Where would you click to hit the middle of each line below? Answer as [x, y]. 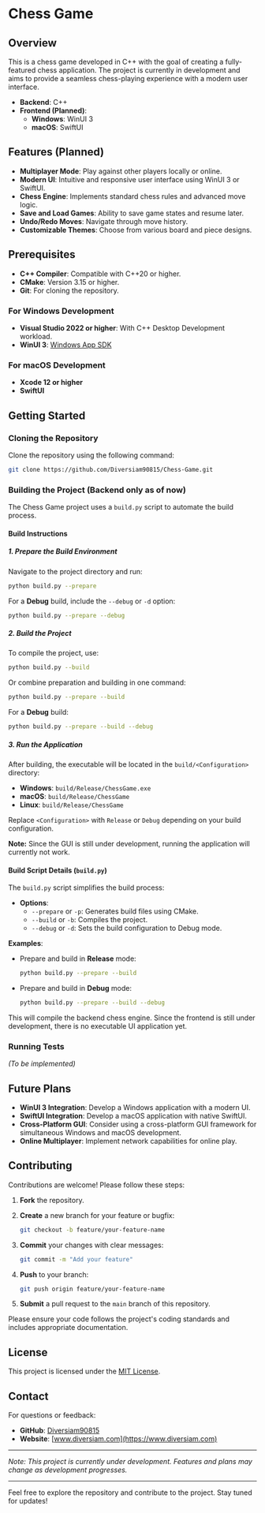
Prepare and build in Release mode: [78, 958]
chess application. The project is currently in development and [139, 70]
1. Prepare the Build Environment [63, 551]
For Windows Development [61, 311]
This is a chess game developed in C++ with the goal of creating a [116, 62]
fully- [234, 62]
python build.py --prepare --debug [67, 615]
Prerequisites [42, 254]
